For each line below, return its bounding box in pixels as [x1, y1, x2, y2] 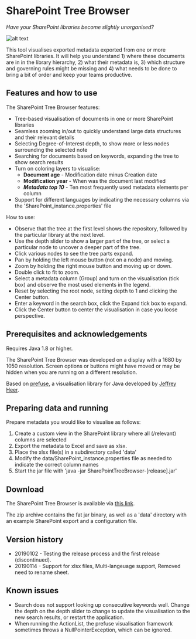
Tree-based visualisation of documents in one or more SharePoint [14, 115, 174, 122]
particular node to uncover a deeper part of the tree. [14, 243, 141, 250]
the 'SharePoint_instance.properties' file [14, 202, 112, 209]
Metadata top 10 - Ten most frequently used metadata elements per [23, 183, 188, 191]
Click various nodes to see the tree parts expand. [14, 250, 133, 257]
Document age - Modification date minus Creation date [23, 171, 157, 178]
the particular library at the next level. [14, 231, 105, 238]
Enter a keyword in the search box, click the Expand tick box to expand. [14, 300, 187, 307]
